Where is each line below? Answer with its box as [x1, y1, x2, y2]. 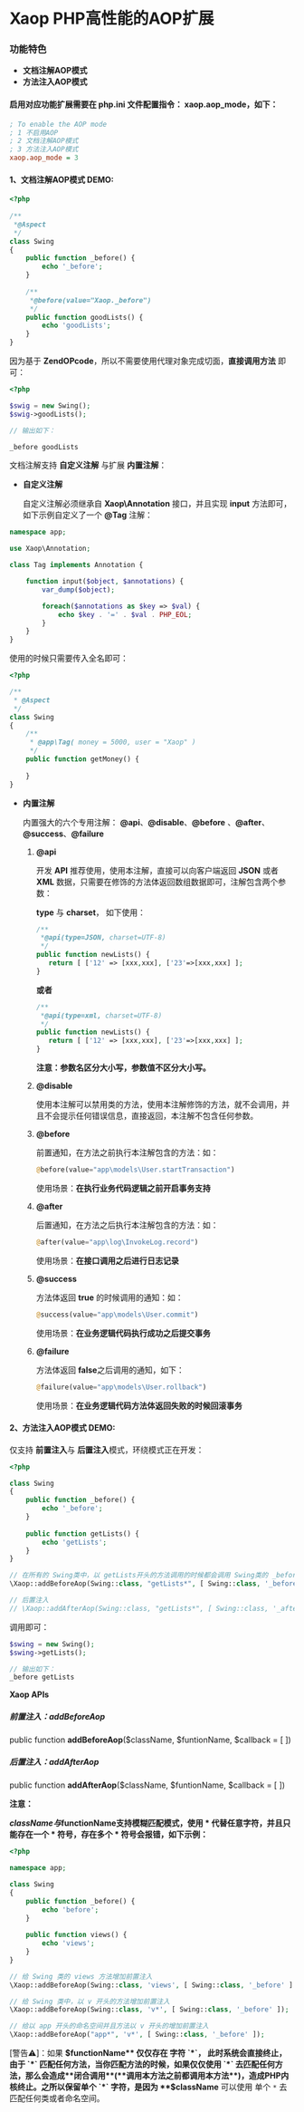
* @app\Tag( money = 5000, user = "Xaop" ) [29, 738, 196, 747]
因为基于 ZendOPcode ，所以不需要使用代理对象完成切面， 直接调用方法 [9, 355, 276, 367]
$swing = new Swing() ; [9, 1639, 95, 1649]
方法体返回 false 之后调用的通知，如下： [35, 1365, 185, 1375]
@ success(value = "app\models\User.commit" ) [35, 1310, 199, 1319]
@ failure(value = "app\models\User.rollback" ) [35, 1383, 207, 1392]
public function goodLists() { [25, 313, 144, 322]
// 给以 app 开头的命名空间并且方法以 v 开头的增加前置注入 [9, 2021, 210, 2030]
